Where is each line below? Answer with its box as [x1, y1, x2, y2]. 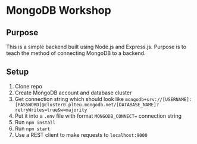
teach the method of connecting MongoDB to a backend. [6, 50, 146, 57]
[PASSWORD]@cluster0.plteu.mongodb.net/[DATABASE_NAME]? [14, 102, 160, 108]
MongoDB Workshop [6, 4, 111, 17]
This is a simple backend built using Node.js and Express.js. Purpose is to [6, 43, 186, 50]
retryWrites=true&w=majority [14, 107, 87, 113]
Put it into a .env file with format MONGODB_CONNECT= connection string [14, 112, 182, 120]
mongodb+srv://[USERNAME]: [124, 96, 192, 102]
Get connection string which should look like [14, 95, 124, 102]
